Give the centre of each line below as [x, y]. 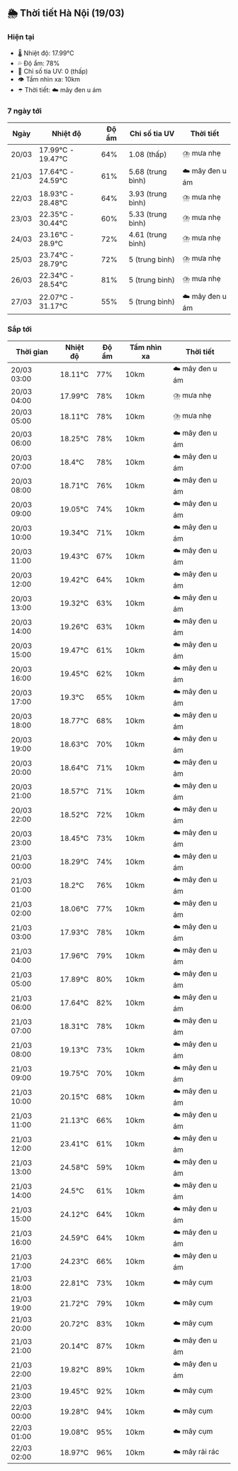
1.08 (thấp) [148, 154]
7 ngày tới [25, 111]
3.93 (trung [148, 194]
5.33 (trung [148, 214]
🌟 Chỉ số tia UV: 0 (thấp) [53, 71]
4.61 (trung [148, 234]
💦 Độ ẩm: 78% [39, 63]
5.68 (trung [148, 172]
